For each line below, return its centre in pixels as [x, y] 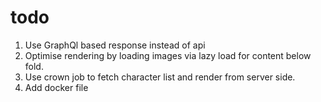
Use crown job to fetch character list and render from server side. [160, 77]
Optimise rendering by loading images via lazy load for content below [168, 55]
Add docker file [56, 87]
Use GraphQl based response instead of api [115, 45]
